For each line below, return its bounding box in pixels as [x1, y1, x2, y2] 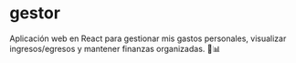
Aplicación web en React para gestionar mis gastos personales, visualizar [9, 33, 287, 44]
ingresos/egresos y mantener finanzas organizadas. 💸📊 [9, 43, 221, 54]
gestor [9, 3, 61, 24]
